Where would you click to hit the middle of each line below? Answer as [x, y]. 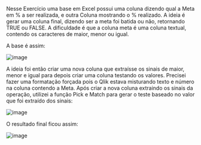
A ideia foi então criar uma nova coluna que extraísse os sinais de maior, [95, 69]
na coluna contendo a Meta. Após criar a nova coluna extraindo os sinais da [100, 88]
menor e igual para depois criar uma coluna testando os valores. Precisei [96, 75]
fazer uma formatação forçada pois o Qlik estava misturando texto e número [100, 81]
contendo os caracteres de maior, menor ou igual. [68, 34]
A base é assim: [26, 46]
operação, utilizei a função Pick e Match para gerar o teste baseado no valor [100, 94]
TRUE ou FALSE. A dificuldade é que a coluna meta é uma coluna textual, [96, 28]
